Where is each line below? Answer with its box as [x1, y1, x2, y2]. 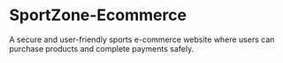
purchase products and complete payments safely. [9, 43, 195, 53]
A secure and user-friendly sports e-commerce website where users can [9, 34, 275, 45]
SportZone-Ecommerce [9, 5, 187, 25]
